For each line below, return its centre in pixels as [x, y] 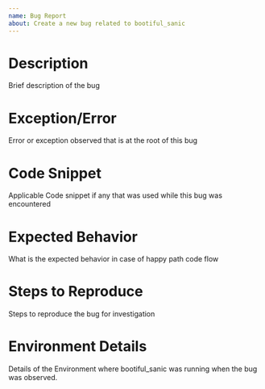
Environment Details [78, 347]
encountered [29, 204]
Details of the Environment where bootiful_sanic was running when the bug [133, 369]
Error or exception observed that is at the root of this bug [103, 140]
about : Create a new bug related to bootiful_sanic [97, 23]
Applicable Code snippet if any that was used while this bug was [116, 195]
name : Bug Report [37, 16]
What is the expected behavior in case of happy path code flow [114, 259]
